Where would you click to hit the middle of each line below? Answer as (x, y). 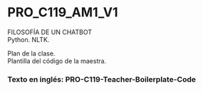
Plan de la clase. (31, 53)
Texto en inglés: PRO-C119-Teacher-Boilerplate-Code (102, 79)
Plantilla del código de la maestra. (57, 60)
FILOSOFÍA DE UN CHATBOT (50, 32)
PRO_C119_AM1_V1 (63, 12)
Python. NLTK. (28, 39)
